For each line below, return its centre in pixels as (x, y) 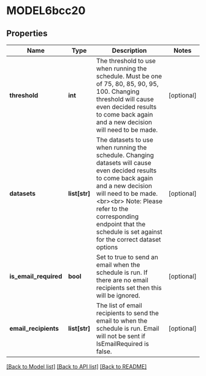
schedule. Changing (125, 155)
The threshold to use (126, 61)
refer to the (112, 209)
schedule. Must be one (129, 76)
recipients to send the (128, 313)
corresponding (117, 217)
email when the (118, 265)
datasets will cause (124, 163)
